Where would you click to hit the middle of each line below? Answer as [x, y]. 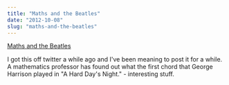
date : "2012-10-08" [35, 20]
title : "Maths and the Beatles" [54, 13]
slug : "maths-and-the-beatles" [52, 26]
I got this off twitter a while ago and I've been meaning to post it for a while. [115, 59]
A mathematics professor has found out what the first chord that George [110, 67]
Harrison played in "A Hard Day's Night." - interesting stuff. [91, 74]
